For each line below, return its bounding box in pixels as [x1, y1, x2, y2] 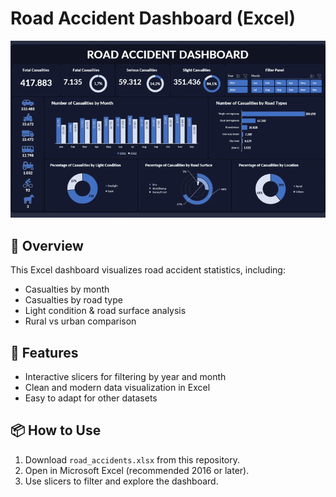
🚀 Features [10, 344, 79, 361]
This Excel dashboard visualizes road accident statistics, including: [10, 264, 286, 276]
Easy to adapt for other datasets [24, 392, 158, 404]
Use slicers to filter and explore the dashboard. [24, 475, 219, 487]
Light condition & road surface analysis [24, 305, 187, 317]
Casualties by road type [24, 294, 123, 306]
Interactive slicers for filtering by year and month [24, 371, 227, 383]
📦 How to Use [10, 422, 102, 439]
